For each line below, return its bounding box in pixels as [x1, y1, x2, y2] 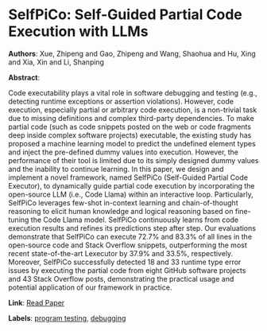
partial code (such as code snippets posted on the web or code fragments [8, 122, 252, 131]
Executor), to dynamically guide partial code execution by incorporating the [8, 181, 256, 190]
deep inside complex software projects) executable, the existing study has [8, 130, 252, 140]
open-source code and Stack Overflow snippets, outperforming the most [8, 240, 248, 250]
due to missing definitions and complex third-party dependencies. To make [8, 113, 254, 123]
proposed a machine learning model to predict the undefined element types [8, 138, 256, 148]
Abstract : [8, 72, 41, 82]
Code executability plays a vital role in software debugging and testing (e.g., [8, 88, 257, 97]
